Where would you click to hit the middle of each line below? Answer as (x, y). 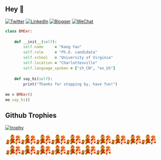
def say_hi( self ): (33, 79)
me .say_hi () (18, 100)
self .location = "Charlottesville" (60, 63)
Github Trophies (31, 116)
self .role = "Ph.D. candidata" (60, 52)
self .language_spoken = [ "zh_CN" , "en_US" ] (69, 68)
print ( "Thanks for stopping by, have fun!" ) (70, 84)
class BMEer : (19, 31)
